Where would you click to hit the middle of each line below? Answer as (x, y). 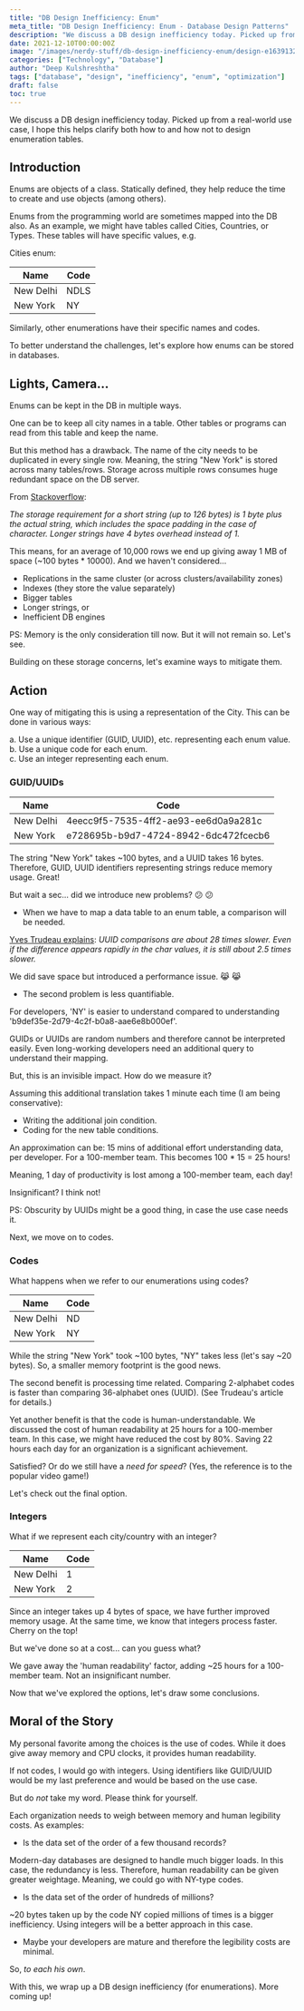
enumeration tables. (47, 139)
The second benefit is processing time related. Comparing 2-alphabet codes (152, 1382)
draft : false (34, 85)
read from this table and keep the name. (84, 433)
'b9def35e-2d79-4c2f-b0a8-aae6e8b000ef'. (94, 1021)
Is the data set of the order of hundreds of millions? (118, 1897)
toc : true (28, 93)
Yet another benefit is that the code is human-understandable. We (133, 1420)
